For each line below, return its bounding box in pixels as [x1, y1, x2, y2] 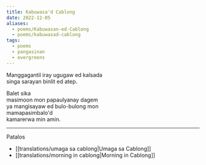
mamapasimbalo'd [6, 109, 53, 116]
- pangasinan [12, 49, 45, 55]
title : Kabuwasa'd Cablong [6, 9, 75, 15]
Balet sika [6, 89, 31, 97]
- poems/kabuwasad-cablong [12, 32, 81, 38]
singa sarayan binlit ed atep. [6, 78, 78, 85]
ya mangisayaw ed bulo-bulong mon [6, 102, 99, 110]
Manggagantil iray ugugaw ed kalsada [6, 71, 103, 78]
